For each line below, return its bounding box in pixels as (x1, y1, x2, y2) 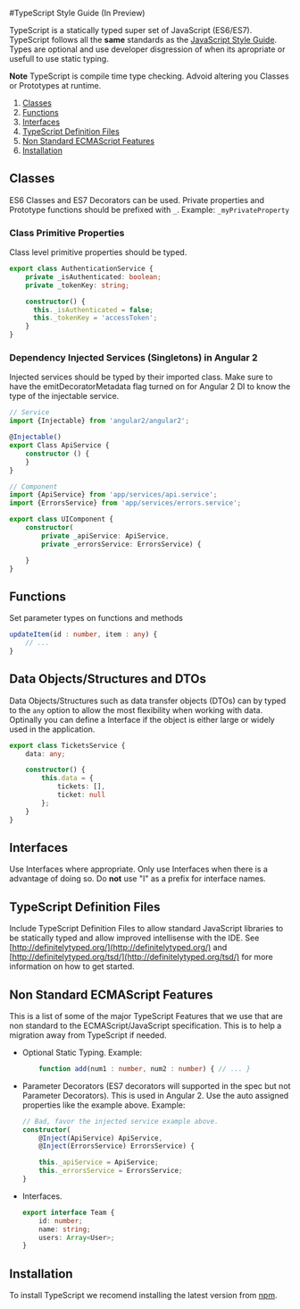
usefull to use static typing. (9, 54, 109, 64)
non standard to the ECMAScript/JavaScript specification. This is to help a (9, 1020, 282, 1031)
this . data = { (41, 774, 94, 783)
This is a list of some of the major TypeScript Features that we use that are (9, 1010, 283, 1021)
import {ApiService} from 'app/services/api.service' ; (9, 490, 218, 499)
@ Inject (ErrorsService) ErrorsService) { (38, 1142, 195, 1151)
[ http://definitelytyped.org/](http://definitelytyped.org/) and (9, 942, 228, 953)
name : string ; (38, 1225, 91, 1234)
